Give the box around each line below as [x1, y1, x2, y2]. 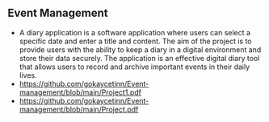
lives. [19, 70, 37, 79]
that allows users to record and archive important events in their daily [19, 62, 250, 71]
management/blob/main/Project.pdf [19, 104, 139, 114]
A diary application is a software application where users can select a [19, 27, 251, 37]
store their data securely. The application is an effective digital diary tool [19, 53, 260, 63]
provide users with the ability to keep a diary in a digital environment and [19, 44, 262, 55]
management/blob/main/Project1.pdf [19, 87, 142, 97]
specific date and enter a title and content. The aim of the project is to [19, 36, 252, 46]
